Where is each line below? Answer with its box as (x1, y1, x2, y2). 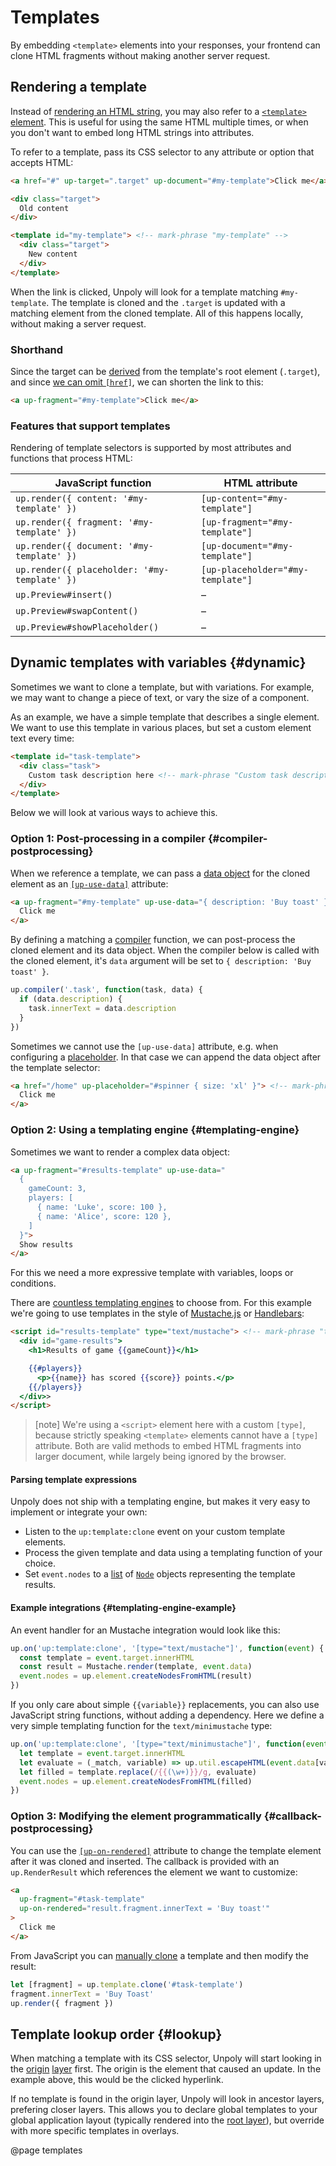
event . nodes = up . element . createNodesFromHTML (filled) (19, 1776, 253, 1786)
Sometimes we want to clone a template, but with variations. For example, (10, 681, 315, 693)
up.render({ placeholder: (15, 564, 139, 576)
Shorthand (10, 342, 64, 356)
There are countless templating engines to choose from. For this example (10, 1297, 312, 1309)
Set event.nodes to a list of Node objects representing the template (24, 1568, 296, 1580)
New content (28, 249, 78, 259)
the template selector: (10, 1061, 101, 1073)
